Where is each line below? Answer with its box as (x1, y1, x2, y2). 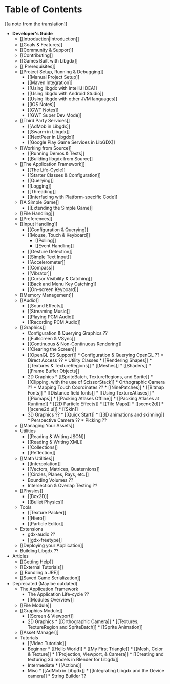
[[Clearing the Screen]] (27, 346, 76, 352)
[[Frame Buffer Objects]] (27, 368, 80, 374)
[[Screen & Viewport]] (27, 613, 74, 619)
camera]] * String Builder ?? (27, 673, 87, 679)
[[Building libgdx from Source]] (27, 155, 93, 162)
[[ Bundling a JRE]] (19, 569, 60, 575)
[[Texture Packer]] (27, 509, 67, 515)
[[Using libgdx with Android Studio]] (27, 90, 103, 96)
